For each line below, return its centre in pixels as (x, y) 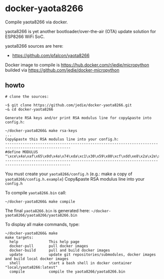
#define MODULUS (21, 152)
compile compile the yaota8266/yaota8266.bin (67, 271)
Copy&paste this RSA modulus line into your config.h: (62, 139)
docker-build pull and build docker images (60, 250)
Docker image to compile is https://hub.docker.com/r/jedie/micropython (77, 65)
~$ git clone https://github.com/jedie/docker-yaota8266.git (69, 105)
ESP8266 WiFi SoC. (25, 37)
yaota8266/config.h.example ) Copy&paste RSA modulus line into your (75, 179)
